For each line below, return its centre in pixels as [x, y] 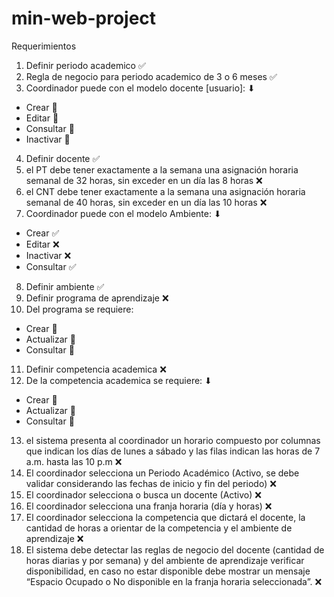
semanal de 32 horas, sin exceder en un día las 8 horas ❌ [144, 180]
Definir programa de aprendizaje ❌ [97, 298]
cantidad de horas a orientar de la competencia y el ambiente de [159, 528]
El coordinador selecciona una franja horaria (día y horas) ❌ [149, 506]
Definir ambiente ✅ [65, 286]
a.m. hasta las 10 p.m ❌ [74, 461]
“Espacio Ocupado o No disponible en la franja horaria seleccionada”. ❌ [174, 581]
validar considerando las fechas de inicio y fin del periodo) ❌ [151, 483]
